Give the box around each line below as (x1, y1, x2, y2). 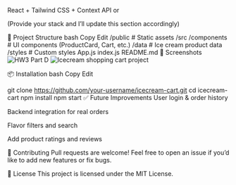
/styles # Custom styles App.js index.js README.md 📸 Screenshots (7, 49, 202, 56)
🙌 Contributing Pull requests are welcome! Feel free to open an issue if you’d (7, 148, 230, 157)
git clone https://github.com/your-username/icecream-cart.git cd (7, 86, 197, 94)
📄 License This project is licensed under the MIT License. (7, 170, 174, 178)
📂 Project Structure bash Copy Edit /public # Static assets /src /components (7, 33, 228, 42)
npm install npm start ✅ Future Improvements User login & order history (20, 94, 228, 101)
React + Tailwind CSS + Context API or (7, 6, 120, 14)
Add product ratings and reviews (7, 135, 102, 143)
